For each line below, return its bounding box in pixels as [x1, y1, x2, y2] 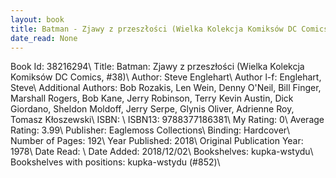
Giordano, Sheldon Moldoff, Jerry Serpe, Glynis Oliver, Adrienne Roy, [10, 103, 295, 115]
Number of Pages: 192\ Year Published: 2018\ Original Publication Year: [10, 135, 304, 147]
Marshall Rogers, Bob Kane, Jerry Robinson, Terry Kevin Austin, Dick [10, 92, 294, 105]
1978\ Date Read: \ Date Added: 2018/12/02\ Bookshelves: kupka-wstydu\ [10, 146, 314, 158]
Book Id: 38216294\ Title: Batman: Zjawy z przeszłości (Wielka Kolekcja [10, 61, 305, 73]
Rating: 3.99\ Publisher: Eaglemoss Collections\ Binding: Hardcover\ [10, 124, 291, 136]
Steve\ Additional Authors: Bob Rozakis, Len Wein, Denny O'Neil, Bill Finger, [10, 82, 322, 94]
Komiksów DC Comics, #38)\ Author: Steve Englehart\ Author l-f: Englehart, [10, 71, 322, 83]
